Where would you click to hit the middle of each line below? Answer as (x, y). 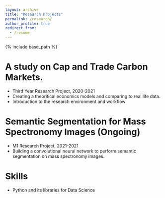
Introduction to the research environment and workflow (69, 101)
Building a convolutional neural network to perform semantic (74, 151)
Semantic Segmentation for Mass (76, 122)
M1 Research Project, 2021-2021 (45, 146)
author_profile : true (28, 24)
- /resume (20, 33)
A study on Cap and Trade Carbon (77, 67)
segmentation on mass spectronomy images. (58, 156)
